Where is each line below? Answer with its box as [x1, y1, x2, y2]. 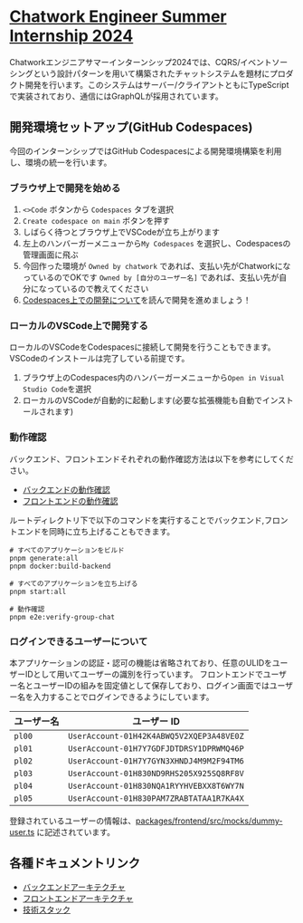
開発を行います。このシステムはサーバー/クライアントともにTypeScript [24, 79, 289, 90]
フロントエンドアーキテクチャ [22, 892, 134, 903]
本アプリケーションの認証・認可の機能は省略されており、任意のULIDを [9, 657, 273, 668]
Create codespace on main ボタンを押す [22, 216, 170, 226]
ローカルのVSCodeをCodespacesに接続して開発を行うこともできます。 [9, 341, 276, 352]
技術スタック [22, 904, 71, 915]
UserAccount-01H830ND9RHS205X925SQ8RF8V [67, 768, 244, 778]
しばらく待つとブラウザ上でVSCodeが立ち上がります [22, 226, 220, 237]
